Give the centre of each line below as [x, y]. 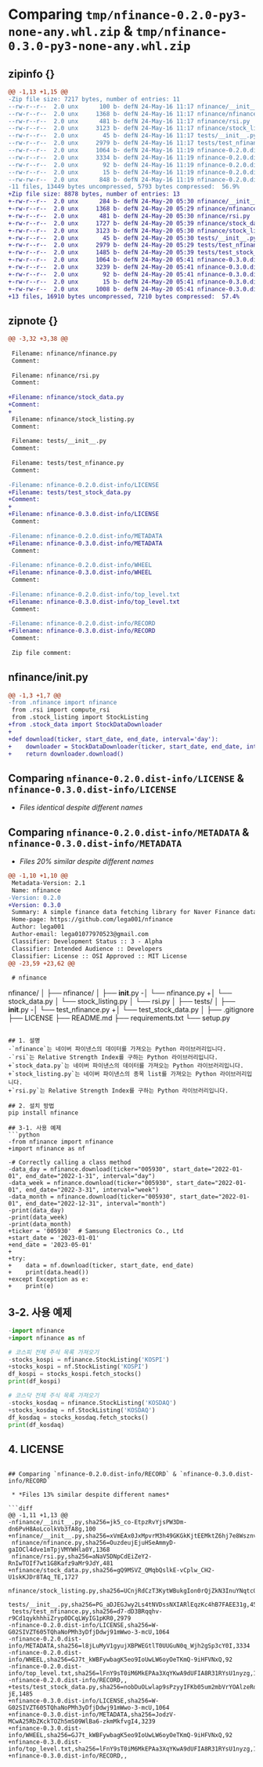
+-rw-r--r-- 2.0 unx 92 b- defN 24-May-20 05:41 [101, 274]
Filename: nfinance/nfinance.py [64, 353]
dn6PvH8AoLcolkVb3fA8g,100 [52, 1529]
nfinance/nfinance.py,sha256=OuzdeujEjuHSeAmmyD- [94, 1543]
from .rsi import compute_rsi [61, 710]
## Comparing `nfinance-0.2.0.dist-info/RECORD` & [92, 1474]
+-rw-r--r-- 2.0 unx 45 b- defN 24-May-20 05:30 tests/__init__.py [133, 238]
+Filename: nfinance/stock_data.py [66, 397]
